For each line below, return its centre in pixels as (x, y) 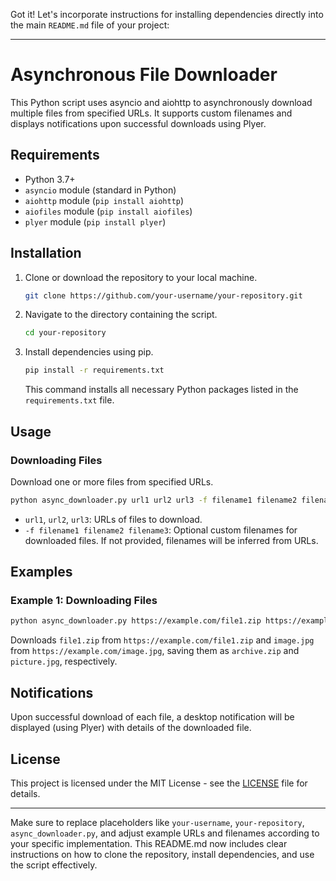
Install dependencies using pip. (89, 352)
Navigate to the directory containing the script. (121, 315)
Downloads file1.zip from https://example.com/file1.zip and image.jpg (162, 640)
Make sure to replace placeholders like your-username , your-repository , (157, 822)
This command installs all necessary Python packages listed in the (161, 390)
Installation (46, 253)
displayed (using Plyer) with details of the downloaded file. (131, 728)
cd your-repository (65, 333)
